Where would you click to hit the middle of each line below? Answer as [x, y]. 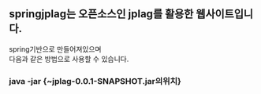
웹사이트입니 [225, 14]
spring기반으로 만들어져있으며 [55, 49]
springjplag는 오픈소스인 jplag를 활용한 [101, 14]
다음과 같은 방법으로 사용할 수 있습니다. [69, 59]
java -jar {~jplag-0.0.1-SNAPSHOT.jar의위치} [95, 81]
